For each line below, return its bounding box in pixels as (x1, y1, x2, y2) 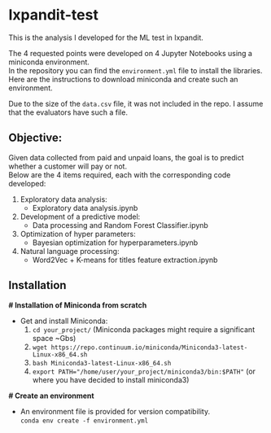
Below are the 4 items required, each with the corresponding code (8, 169, 231, 180)
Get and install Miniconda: (20, 316, 108, 326)
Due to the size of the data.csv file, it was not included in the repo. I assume (8, 98, 264, 108)
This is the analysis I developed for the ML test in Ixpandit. (8, 33, 203, 42)
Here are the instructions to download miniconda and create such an (8, 74, 238, 84)
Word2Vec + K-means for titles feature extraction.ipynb (32, 255, 218, 265)
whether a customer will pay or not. (8, 161, 128, 171)
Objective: (8, 131, 63, 145)
